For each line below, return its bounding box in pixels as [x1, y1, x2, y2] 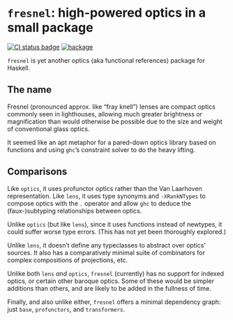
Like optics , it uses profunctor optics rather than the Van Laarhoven [7, 184, 202, 192]
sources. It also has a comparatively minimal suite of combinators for [7, 248, 206, 257]
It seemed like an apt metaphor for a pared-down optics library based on [7, 138, 216, 146]
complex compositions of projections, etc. [7, 256, 128, 264]
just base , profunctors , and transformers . [7, 305, 126, 313]
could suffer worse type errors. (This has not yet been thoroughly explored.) [7, 227, 227, 236]
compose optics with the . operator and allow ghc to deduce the [7, 199, 192, 207]
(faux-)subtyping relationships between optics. [7, 206, 142, 215]
